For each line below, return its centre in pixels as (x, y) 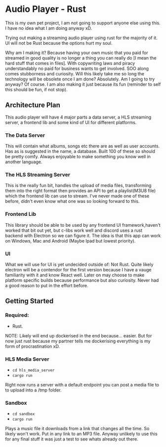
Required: (17, 315)
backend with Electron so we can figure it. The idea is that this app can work (83, 235)
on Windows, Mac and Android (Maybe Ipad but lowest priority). (70, 241)
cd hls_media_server (33, 370)
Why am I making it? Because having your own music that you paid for (77, 53)
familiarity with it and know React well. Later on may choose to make (75, 275)
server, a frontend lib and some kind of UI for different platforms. (71, 122)
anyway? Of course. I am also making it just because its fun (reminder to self (83, 84)
